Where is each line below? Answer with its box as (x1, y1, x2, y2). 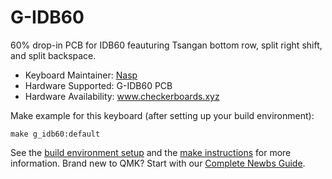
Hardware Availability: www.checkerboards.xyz (24, 90, 220, 102)
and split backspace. (10, 49, 97, 61)
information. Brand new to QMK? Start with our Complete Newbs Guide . (10, 157, 306, 169)
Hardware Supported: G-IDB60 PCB (24, 79, 173, 91)
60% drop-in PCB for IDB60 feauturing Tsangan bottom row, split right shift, (10, 39, 323, 51)
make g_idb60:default (10, 129, 101, 139)
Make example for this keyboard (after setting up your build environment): (10, 109, 315, 121)
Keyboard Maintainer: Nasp (24, 69, 138, 81)
